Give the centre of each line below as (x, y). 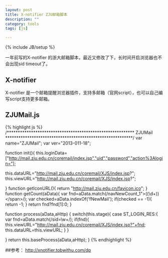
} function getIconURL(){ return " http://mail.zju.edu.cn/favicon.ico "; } (76, 188)
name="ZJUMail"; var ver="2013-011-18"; (48, 143)
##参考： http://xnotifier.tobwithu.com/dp (48, 250)
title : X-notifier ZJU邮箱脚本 (36, 15)
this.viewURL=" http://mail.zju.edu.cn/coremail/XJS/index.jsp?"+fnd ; (75, 224)
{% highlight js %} (24, 127)
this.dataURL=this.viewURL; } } (37, 230)
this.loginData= (52, 153)
